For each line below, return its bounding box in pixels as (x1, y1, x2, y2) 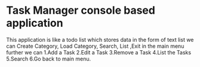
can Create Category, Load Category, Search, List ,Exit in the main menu (6, 42, 184, 50)
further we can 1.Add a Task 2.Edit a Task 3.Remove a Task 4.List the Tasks (6, 48, 192, 56)
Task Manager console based (6, 4, 155, 17)
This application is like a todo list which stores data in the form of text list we (6, 36, 194, 43)
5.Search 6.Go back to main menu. (6, 55, 91, 62)
